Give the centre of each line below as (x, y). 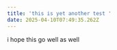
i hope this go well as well (43, 39)
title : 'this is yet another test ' (59, 13)
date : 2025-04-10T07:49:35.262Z (53, 20)
